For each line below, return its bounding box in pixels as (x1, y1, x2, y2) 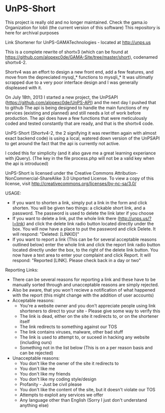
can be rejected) (19, 350, 53, 356)
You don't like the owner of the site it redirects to (19, 360, 119, 366)
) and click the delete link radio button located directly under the (23, 221, 154, 226)
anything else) (19, 402, 49, 408)
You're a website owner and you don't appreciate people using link (19, 302, 156, 308)
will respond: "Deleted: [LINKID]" (12, 231, 80, 237)
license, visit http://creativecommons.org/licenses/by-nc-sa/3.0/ (5, 181, 137, 187)
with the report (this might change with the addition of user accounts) (12, 292, 154, 298)
